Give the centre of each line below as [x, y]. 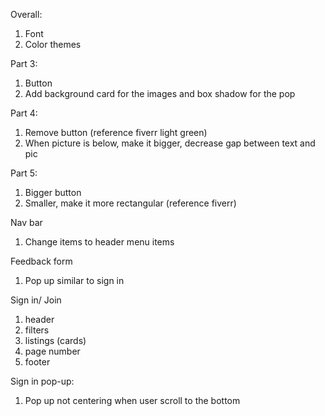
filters [37, 330]
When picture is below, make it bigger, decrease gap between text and [170, 143]
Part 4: [24, 113]
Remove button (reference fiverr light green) [116, 132]
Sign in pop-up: [42, 381]
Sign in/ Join [36, 300]
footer [37, 362]
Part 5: [24, 173]
